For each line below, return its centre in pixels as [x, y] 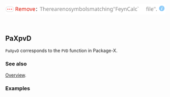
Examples [18, 88]
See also [16, 64]
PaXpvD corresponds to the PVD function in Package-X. [62, 51]
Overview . [16, 75]
